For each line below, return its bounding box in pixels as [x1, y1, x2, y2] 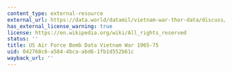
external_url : [7, 16, 48, 23]
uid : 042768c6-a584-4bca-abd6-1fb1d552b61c [7, 49, 135, 56]
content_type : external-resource [7, 10, 104, 17]
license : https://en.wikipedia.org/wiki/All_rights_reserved [7, 29, 187, 36]
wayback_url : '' [7, 55, 54, 62]
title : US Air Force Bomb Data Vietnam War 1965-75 [7, 42, 159, 49]
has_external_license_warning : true [7, 23, 113, 29]
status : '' [7, 36, 39, 43]
